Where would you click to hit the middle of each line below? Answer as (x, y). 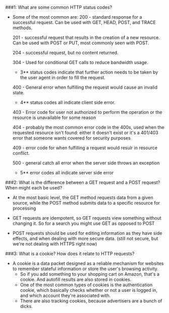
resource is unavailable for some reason (54, 117)
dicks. (26, 306)
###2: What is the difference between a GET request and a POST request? (83, 182)
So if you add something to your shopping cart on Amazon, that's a (90, 274)
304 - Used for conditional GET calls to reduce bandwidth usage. (80, 62)
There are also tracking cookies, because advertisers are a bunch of (91, 301)
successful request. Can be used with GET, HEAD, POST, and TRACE (84, 22)
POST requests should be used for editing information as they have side (87, 233)
